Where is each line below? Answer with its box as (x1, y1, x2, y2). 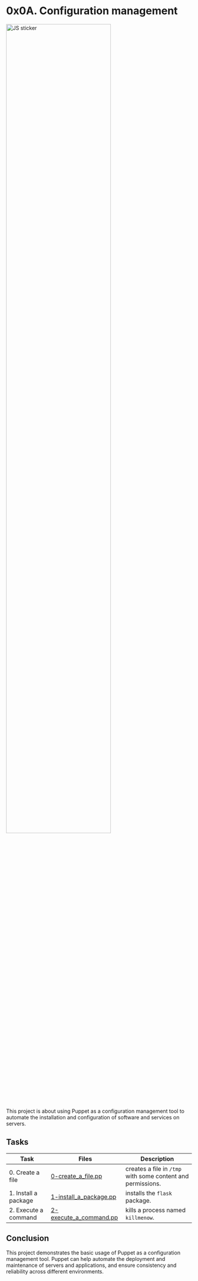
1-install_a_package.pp (51, 1192, 117, 1201)
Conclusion (6, 1233, 49, 1243)
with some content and (126, 1172, 189, 1180)
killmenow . (126, 1213, 155, 1221)
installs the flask (126, 1189, 172, 1197)
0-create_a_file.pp (51, 1172, 103, 1180)
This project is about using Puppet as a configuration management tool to (6, 1108, 184, 1115)
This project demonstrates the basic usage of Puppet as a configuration (6, 1249, 181, 1256)
